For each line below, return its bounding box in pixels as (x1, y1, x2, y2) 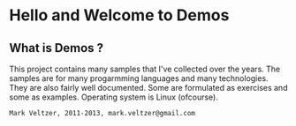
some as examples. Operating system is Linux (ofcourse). (9, 92, 218, 102)
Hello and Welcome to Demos (9, 5, 230, 26)
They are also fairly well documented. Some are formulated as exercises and (9, 83, 288, 93)
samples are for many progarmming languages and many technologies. (9, 73, 269, 84)
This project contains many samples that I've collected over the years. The (9, 63, 281, 74)
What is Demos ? (9, 41, 104, 56)
